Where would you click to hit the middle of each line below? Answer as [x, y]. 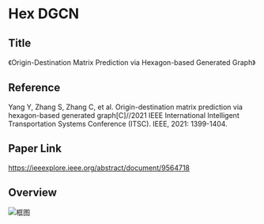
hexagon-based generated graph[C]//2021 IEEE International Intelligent [124, 115]
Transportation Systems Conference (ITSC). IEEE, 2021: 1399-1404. [118, 123]
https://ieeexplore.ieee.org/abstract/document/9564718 [99, 168]
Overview [33, 193]
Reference [34, 88]
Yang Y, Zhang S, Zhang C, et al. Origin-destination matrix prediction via [126, 107]
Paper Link [35, 148]
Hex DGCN [44, 14]
